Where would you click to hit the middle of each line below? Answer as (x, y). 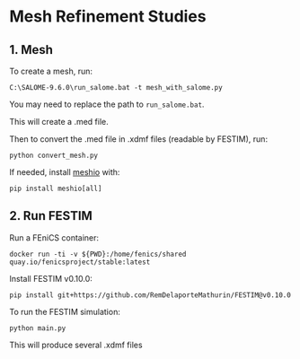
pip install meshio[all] (56, 188)
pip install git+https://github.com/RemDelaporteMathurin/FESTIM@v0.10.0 (150, 295)
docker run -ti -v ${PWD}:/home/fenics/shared (98, 254)
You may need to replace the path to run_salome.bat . (107, 104)
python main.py (38, 328)
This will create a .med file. (59, 122)
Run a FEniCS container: (54, 237)
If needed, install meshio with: (65, 172)
